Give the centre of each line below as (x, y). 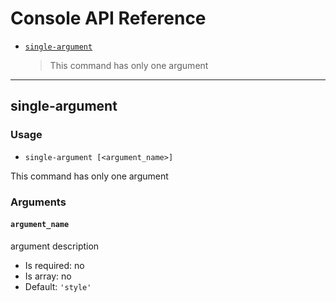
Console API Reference (108, 18)
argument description (55, 246)
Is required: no (54, 265)
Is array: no (48, 276)
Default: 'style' (58, 286)
